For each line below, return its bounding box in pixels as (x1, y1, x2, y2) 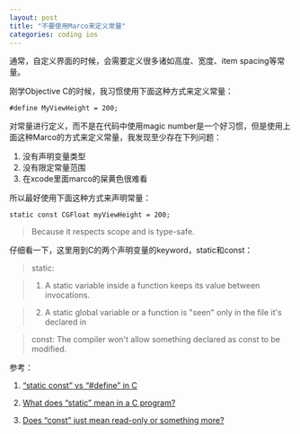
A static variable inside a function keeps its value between (44, 280, 260, 291)
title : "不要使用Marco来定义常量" (9, 22, 127, 31)
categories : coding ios (9, 30, 99, 39)
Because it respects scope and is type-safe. (31, 226, 195, 237)
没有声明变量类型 (22, 151, 86, 162)
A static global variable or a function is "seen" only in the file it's (44, 307, 283, 318)
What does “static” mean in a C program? (22, 397, 176, 409)
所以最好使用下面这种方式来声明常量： (9, 192, 151, 203)
